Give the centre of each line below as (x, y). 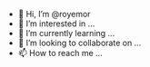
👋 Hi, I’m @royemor (54, 14)
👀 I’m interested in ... (56, 24)
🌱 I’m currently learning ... (66, 33)
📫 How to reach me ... (60, 53)
